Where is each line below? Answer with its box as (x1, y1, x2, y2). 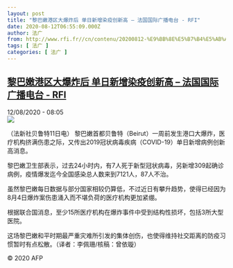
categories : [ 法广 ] (7, 49, 68, 56)
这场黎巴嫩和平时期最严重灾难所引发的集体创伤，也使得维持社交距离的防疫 (7, 231, 220, 240)
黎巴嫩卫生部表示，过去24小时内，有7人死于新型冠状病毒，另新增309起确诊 (7, 161, 224, 170)
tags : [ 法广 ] (7, 42, 49, 49)
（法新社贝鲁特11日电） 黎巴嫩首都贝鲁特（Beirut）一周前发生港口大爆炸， (7, 129, 220, 137)
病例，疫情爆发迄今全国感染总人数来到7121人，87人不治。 (7, 170, 173, 178)
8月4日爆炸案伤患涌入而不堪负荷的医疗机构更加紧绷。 (7, 193, 161, 202)
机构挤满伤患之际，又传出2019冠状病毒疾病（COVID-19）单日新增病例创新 (12, 138, 225, 146)
